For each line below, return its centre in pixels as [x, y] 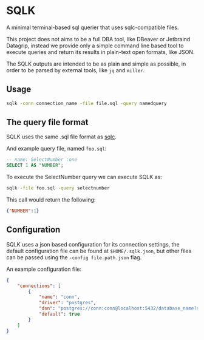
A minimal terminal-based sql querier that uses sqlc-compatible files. [93, 27]
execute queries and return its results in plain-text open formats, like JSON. [100, 52]
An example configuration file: [44, 269]
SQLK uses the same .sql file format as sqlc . [61, 137]
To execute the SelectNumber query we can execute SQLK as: [84, 177]
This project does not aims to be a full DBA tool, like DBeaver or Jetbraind [98, 39]
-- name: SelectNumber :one [42, 160]
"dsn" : [47, 308]
